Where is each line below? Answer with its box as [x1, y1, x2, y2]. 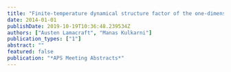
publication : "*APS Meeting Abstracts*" [7, 55, 125, 62]
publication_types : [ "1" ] [7, 36, 81, 43]
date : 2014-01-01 [7, 16, 57, 23]
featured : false [7, 49, 54, 56]
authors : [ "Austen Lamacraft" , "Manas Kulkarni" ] [7, 29, 153, 36]
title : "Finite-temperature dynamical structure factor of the [7, 10, 192, 17]
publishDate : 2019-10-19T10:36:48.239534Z [7, 23, 131, 29]
